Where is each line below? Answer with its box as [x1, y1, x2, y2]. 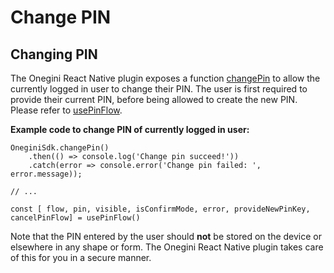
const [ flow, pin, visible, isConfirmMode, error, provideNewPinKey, [10, 204, 311, 214]
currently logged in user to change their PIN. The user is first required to [10, 83, 308, 95]
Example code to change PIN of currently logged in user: [10, 124, 250, 135]
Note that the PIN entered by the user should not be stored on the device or [10, 231, 322, 242]
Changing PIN [10, 46, 98, 63]
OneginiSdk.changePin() [10, 143, 110, 153]
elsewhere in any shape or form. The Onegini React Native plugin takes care [10, 241, 324, 253]
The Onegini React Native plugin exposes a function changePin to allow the [10, 72, 321, 84]
